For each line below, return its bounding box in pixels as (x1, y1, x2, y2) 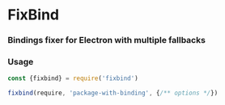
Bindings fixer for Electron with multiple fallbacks (7, 35, 206, 46)
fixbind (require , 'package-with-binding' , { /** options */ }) (7, 89, 219, 98)
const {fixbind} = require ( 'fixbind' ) (7, 74, 138, 82)
